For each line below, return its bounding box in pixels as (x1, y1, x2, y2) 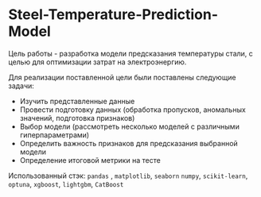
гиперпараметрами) (19, 129, 90, 140)
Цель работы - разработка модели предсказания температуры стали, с (8, 48, 253, 58)
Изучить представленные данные (19, 96, 135, 106)
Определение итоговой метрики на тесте (19, 155, 161, 164)
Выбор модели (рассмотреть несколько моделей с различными (19, 122, 240, 131)
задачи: (8, 81, 34, 91)
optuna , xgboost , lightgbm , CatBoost (8, 179, 124, 188)
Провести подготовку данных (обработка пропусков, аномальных (19, 105, 247, 114)
